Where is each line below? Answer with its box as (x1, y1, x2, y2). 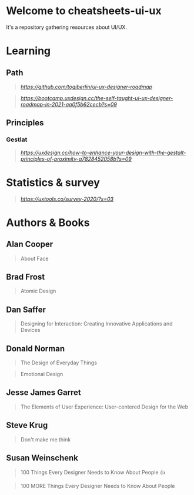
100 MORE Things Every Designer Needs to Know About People (20, 483, 175, 490)
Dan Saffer (6, 304, 46, 314)
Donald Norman (6, 343, 65, 354)
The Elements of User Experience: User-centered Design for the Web (20, 403, 189, 410)
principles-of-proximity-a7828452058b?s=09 (20, 155, 132, 162)
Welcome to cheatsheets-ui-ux (6, 4, 162, 18)
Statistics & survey (6, 175, 100, 189)
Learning (6, 44, 51, 58)
